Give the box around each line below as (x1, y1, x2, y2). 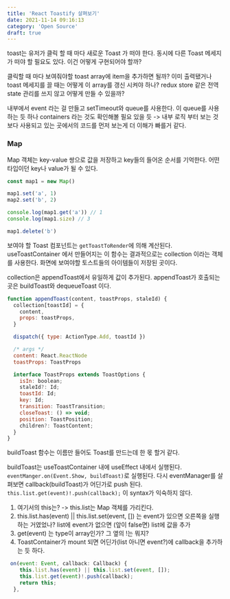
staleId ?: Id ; (19, 383, 60, 391)
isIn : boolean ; (19, 377, 63, 384)
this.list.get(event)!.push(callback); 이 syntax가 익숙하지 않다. (7, 489, 193, 497)
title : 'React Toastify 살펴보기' (7, 10, 100, 17)
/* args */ (13, 346, 45, 353)
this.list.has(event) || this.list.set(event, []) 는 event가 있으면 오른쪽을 (16, 512, 207, 521)
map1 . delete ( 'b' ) (7, 228, 57, 235)
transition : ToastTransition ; (19, 403, 106, 410)
